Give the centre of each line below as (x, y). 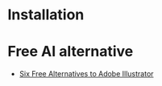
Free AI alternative (71, 52)
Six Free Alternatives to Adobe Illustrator (86, 74)
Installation (46, 15)
